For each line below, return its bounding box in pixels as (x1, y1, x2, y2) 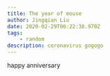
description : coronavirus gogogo (7, 42, 104, 49)
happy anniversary (7, 61, 61, 69)
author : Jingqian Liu (7, 17, 70, 23)
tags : (7, 29, 23, 37)
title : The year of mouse (7, 10, 82, 17)
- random (19, 36, 45, 43)
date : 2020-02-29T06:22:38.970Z (7, 23, 100, 30)
